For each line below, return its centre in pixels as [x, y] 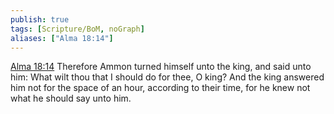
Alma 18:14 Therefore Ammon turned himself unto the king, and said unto [161, 67]
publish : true [40, 19]
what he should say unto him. [71, 98]
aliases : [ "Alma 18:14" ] [62, 38]
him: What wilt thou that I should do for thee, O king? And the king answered [167, 77]
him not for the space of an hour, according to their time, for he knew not [160, 88]
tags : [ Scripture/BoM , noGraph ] [77, 29]
